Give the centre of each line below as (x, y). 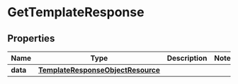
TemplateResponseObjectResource (99, 70)
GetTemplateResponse (76, 12)
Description (187, 58)
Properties (31, 38)
